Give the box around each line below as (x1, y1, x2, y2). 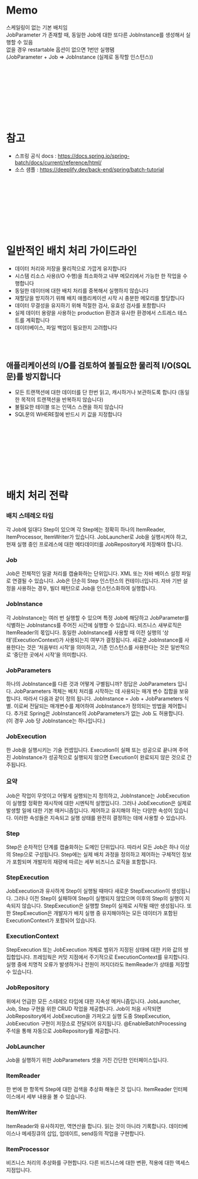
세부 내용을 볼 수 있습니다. (26, 1093, 87, 1100)
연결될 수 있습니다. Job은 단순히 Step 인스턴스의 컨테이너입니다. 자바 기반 (12, 577, 182, 585)
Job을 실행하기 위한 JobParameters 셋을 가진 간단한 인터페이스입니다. (6, 1057, 169, 1064)
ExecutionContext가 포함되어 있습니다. (6, 917, 97, 924)
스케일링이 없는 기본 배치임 (6, 24, 68, 31)
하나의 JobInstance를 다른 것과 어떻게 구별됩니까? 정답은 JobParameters (6, 680, 177, 687)
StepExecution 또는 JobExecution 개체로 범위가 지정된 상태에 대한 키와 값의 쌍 (6, 946, 189, 953)
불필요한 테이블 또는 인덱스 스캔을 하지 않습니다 (14, 403, 124, 411)
